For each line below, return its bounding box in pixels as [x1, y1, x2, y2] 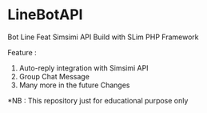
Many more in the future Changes [18, 80, 130, 90]
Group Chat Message [18, 71, 90, 81]
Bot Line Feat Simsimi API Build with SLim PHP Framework [7, 32, 199, 42]
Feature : [7, 47, 37, 57]
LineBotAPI [7, 6, 83, 24]
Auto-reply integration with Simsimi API [18, 63, 149, 73]
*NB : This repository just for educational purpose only [7, 95, 189, 105]
